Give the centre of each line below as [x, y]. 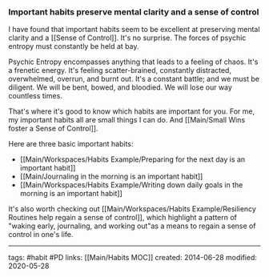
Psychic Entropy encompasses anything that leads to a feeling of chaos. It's [133, 62]
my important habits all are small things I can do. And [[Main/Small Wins [127, 120]
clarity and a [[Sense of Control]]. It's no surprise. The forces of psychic [127, 38]
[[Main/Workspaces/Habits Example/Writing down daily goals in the [131, 185]
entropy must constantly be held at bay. [74, 46]
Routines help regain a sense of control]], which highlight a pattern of [123, 218]
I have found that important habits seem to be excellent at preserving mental [134, 30]
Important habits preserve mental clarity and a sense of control [134, 12]
